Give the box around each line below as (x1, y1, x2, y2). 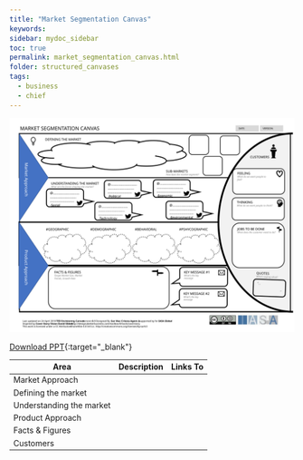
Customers (13, 437, 54, 448)
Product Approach (13, 413, 82, 424)
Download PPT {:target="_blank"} (9, 341, 133, 352)
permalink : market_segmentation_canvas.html (9, 53, 180, 63)
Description (118, 361, 165, 372)
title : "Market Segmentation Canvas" (9, 15, 152, 24)
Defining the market (13, 387, 88, 398)
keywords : (9, 24, 47, 34)
